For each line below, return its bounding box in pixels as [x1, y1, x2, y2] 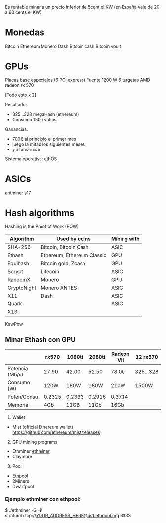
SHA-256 [7, 243, 31, 250]
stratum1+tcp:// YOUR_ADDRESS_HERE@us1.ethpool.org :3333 [5, 512, 131, 518]
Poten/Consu [7, 393, 38, 400]
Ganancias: [5, 126, 28, 132]
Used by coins [56, 235, 91, 242]
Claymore [12, 453, 32, 459]
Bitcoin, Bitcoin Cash [41, 243, 89, 250]
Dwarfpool [12, 483, 34, 489]
